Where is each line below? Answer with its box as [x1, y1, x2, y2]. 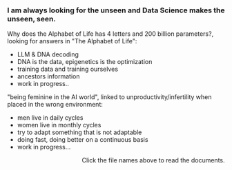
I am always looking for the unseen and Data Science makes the [7, 6, 225, 15]
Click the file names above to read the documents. [81, 156, 225, 164]
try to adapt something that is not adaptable [17, 128, 142, 136]
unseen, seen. [7, 14, 57, 23]
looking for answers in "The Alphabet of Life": [7, 37, 137, 45]
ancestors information [17, 72, 80, 81]
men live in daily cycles [17, 114, 84, 122]
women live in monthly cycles [17, 121, 101, 129]
